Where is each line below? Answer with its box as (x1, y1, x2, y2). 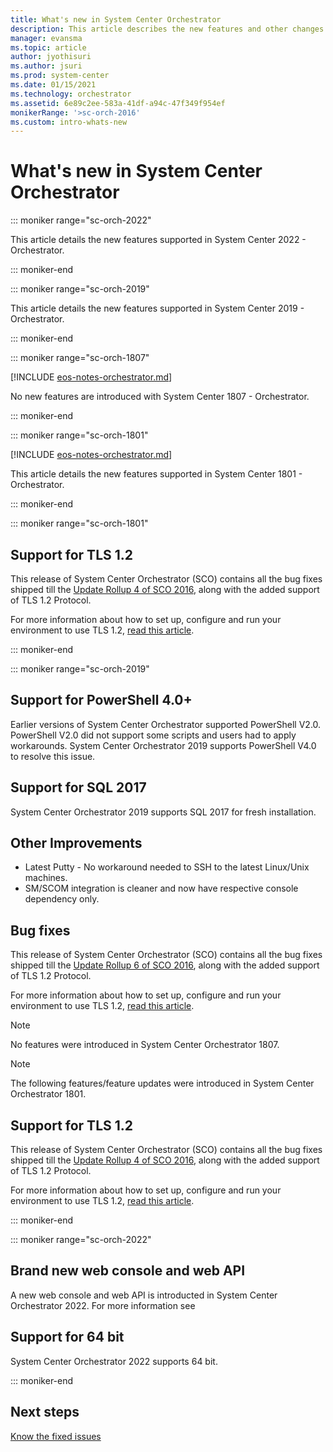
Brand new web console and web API (10, 1262, 246, 1280)
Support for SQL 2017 (10, 779, 147, 796)
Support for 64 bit (10, 1329, 125, 1346)
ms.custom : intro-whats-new (10, 117, 128, 127)
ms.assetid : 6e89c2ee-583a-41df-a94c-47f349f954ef (10, 98, 226, 108)
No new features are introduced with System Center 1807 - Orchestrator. (10, 391, 310, 403)
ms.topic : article (10, 42, 87, 53)
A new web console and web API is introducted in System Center (10, 1289, 278, 1301)
